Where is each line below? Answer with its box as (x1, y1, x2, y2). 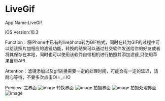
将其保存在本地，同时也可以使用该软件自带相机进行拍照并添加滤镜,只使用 (5, 51, 154, 57)
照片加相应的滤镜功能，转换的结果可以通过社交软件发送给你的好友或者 (18, 45, 161, 51)
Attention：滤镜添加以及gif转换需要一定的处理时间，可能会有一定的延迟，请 (5, 68, 159, 74)
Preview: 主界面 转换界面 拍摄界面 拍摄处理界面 (5, 84, 157, 90)
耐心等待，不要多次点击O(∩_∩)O (5, 74, 71, 80)
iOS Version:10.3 (5, 29, 38, 35)
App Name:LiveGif (5, 20, 42, 25)
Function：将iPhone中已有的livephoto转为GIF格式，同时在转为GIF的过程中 (5, 39, 156, 45)
